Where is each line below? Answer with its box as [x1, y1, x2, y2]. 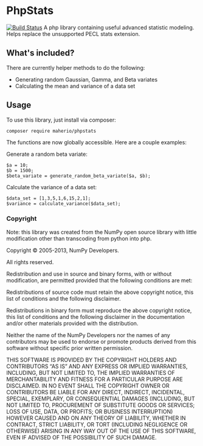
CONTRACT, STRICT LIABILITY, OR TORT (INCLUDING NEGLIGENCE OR [6, 420, 188, 428]
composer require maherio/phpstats [6, 128, 97, 134]
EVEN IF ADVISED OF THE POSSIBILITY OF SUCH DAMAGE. [6, 433, 157, 441]
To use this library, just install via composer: [6, 116, 117, 124]
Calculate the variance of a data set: [6, 183, 97, 190]
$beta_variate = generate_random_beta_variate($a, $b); [6, 173, 151, 179]
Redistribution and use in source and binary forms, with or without [6, 270, 172, 277]
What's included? [6, 48, 75, 58]
